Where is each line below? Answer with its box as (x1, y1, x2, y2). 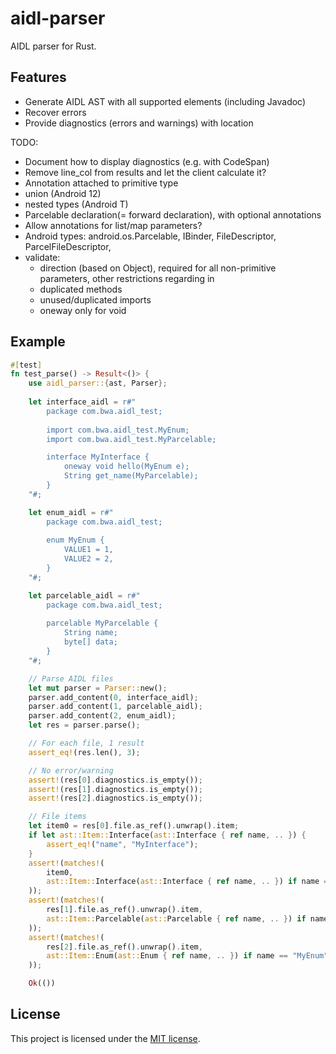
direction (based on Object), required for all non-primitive (39, 262, 277, 274)
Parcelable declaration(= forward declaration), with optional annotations (24, 208, 322, 221)
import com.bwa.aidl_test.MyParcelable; (46, 434, 217, 444)
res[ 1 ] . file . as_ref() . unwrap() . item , (46, 905, 203, 915)
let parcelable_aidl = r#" (28, 590, 141, 601)
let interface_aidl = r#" (28, 397, 137, 407)
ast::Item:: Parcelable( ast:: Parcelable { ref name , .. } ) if (46, 913, 307, 924)
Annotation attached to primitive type (24, 177, 179, 189)
